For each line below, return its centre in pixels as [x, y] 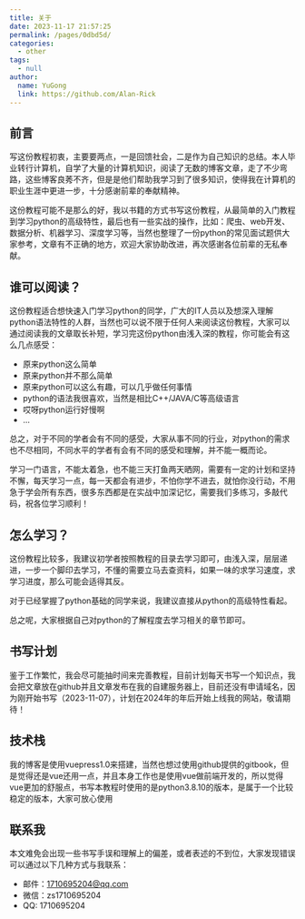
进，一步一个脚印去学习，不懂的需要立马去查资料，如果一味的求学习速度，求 [152, 570]
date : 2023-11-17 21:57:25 [60, 26]
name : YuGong [42, 86]
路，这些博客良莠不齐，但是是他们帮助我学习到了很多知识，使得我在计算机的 [152, 179]
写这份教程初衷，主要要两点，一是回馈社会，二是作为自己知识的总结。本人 [148, 157]
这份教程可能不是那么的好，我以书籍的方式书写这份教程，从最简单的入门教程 [152, 210]
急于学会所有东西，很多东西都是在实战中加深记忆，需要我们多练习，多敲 [144, 492]
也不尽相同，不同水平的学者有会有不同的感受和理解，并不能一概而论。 [141, 450]
